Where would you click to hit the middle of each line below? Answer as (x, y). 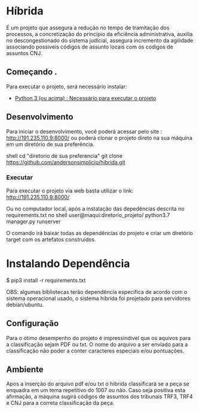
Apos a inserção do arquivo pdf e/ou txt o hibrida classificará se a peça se (98, 384)
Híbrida (25, 11)
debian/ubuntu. (25, 305)
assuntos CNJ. (24, 53)
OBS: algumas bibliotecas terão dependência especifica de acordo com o (97, 291)
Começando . (32, 72)
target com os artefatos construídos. (51, 239)
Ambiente (25, 369)
